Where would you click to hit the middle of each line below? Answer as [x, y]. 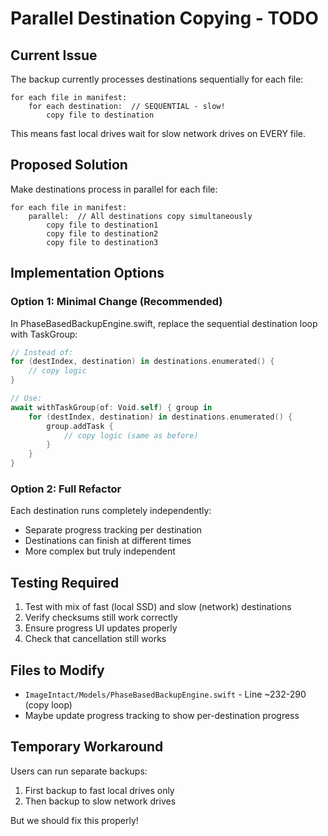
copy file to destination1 [102, 225]
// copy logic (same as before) [131, 435]
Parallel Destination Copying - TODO [164, 18]
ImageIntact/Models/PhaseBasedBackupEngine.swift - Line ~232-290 [165, 694]
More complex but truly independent [100, 551]
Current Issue [54, 55]
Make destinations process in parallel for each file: [114, 189]
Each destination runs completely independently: [111, 511]
